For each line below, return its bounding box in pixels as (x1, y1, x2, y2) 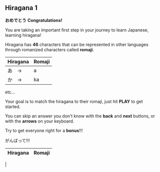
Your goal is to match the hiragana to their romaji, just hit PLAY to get (5, 98, 143, 104)
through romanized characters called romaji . (5, 47, 95, 52)
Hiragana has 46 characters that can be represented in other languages (5, 41, 149, 47)
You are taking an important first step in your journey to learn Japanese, (5, 27, 149, 33)
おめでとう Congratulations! (5, 17, 63, 23)
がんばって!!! (5, 138, 30, 143)
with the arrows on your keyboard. (5, 118, 74, 124)
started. (5, 104, 21, 109)
